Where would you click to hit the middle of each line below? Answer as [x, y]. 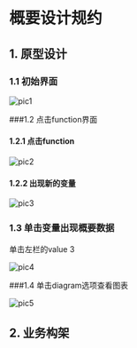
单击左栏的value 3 [42, 249]
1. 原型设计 [38, 54]
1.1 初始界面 [34, 81]
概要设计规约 [56, 18]
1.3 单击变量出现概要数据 [62, 228]
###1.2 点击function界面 [53, 119]
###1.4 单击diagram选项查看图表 [69, 285]
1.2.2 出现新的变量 [43, 183]
